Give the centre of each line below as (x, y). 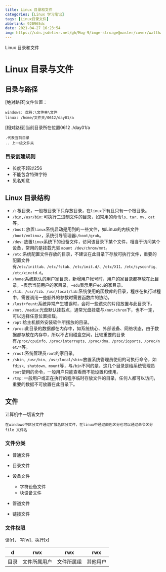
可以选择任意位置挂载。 (36, 316)
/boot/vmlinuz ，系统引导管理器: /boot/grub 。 (58, 236)
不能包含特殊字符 (30, 175)
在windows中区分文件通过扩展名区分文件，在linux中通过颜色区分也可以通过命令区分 (79, 425)
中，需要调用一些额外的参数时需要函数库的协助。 (62, 298)
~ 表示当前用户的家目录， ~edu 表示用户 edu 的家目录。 (73, 285)
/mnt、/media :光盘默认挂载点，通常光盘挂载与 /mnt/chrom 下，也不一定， (84, 310)
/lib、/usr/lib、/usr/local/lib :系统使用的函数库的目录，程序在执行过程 (86, 291)
